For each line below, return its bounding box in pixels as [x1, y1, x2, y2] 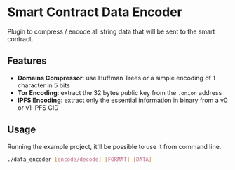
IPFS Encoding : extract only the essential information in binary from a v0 [17, 96, 228, 104]
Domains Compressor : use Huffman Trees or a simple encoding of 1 [17, 73, 216, 82]
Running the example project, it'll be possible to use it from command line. [7, 142, 222, 150]
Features [7, 55, 47, 67]
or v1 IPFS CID [17, 103, 59, 112]
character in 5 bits [17, 81, 70, 90]
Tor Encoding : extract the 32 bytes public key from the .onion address [17, 88, 222, 97]
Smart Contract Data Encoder [7, 4, 182, 20]
